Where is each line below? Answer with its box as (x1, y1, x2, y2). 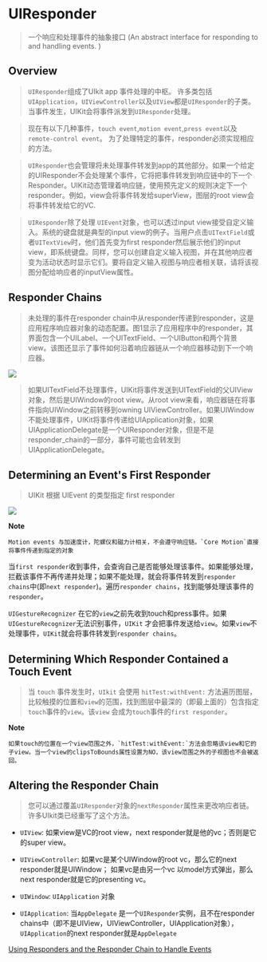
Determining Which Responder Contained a (8, 652, 229, 666)
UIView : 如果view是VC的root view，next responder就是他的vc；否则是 (19, 828, 249, 837)
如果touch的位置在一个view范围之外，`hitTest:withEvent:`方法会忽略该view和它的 (8, 740, 257, 748)
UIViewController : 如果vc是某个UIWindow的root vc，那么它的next (19, 855, 238, 864)
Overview (8, 65, 58, 78)
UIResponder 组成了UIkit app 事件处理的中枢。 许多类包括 (27, 86, 213, 96)
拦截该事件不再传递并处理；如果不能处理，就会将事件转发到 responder (8, 572, 237, 581)
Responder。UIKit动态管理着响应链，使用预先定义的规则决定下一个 (27, 180, 248, 190)
